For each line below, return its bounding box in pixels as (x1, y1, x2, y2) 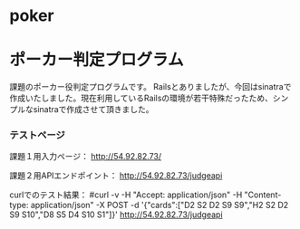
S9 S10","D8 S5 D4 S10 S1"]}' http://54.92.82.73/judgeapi (9, 209, 224, 220)
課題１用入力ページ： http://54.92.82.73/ (9, 151, 161, 162)
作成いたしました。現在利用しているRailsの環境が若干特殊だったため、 (9, 92, 274, 104)
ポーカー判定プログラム (9, 50, 184, 71)
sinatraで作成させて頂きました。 (33, 104, 154, 115)
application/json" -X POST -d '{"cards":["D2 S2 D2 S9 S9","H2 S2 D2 (30, 200, 289, 211)
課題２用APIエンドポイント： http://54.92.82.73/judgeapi (9, 170, 223, 181)
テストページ (9, 129, 65, 141)
